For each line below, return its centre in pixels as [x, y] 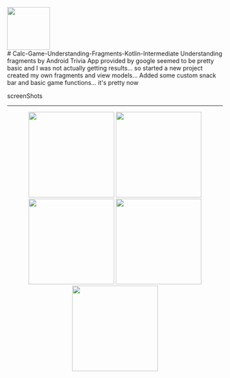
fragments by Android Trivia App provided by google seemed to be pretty [111, 61]
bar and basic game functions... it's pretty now [73, 83]
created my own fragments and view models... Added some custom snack [112, 75]
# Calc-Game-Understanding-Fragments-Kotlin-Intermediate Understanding [115, 53]
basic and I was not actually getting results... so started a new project [105, 68]
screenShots [25, 96]
